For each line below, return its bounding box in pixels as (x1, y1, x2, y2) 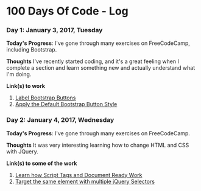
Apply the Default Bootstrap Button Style (15, 101, 118, 108)
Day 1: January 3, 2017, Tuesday (6, 26, 103, 35)
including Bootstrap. (6, 46, 57, 53)
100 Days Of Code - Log (6, 4, 129, 18)
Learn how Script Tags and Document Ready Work (15, 171, 143, 178)
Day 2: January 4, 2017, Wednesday (6, 116, 115, 124)
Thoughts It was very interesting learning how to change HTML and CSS (6, 141, 189, 149)
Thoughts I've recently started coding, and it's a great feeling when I (6, 58, 180, 65)
